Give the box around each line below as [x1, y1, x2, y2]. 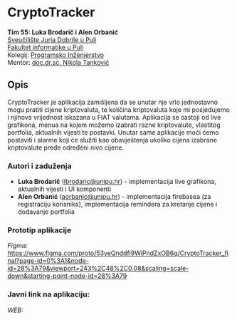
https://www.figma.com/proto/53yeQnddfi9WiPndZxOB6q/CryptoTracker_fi [7, 249, 229, 257]
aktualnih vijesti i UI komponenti [17, 185, 112, 193]
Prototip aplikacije [7, 225, 72, 235]
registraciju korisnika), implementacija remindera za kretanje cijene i [17, 200, 218, 209]
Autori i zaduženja [7, 161, 72, 171]
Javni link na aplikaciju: [7, 289, 90, 299]
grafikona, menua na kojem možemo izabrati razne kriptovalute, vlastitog [7, 120, 221, 129]
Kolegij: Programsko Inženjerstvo [7, 51, 105, 59]
